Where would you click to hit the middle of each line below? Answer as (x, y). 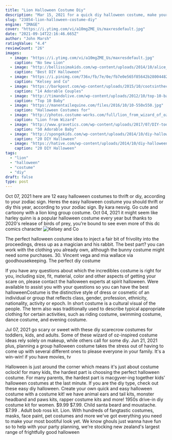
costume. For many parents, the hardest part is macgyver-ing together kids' (85, 378)
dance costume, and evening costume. (46, 320)
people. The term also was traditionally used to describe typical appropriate (85, 309)
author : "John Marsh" (28, 39)
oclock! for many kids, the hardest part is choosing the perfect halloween (82, 372)
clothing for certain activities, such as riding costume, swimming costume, (84, 314)
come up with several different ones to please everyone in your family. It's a (85, 351)
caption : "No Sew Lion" (40, 63)
